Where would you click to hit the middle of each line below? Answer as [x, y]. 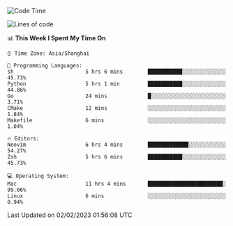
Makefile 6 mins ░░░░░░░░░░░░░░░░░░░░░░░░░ [117, 120]
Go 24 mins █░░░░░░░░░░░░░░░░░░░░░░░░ [117, 96]
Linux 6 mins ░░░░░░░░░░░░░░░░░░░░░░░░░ [117, 196]
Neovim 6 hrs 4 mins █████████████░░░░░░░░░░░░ [117, 145]
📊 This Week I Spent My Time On [57, 38]
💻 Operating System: [38, 176]
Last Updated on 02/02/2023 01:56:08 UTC [70, 215]
